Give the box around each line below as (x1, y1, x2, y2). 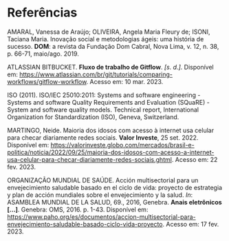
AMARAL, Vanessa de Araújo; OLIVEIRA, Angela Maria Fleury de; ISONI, (7, 28, 210, 36)
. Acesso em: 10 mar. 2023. (86, 77, 164, 85)
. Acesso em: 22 (171, 155, 218, 163)
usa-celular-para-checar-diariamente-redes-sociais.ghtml (7, 155, 172, 163)
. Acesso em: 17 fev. (162, 220, 219, 228)
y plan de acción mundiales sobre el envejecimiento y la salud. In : (7, 191, 193, 199)
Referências (7, 5, 78, 21)
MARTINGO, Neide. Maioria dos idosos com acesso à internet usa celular (7, 126, 215, 134)
